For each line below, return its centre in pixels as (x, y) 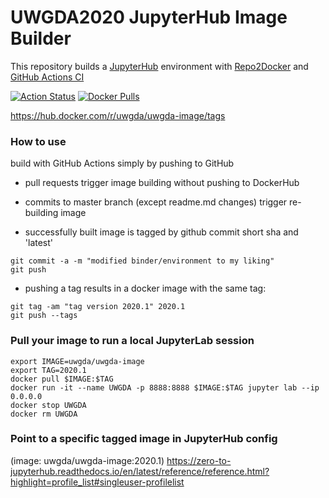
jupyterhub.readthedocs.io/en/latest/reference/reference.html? (140, 471)
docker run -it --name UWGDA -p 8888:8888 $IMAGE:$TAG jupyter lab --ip (165, 387)
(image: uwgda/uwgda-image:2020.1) (87, 460)
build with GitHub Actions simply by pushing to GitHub (122, 163)
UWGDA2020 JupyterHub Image (149, 17)
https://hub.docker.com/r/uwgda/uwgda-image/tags (118, 115)
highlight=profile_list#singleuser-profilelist (97, 482)
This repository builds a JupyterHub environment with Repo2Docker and (159, 66)
